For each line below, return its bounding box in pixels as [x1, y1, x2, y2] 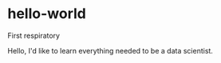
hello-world [7, 5, 87, 23]
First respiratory [7, 31, 61, 40]
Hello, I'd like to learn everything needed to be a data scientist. [7, 46, 213, 55]
